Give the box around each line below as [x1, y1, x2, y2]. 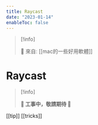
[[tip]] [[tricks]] [6, 113, 42, 120]
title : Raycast [6, 8, 43, 15]
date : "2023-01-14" [6, 14, 54, 20]
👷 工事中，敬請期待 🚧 [20, 101, 72, 108]
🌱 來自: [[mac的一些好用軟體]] [20, 48, 93, 55]
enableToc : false [6, 19, 49, 25]
